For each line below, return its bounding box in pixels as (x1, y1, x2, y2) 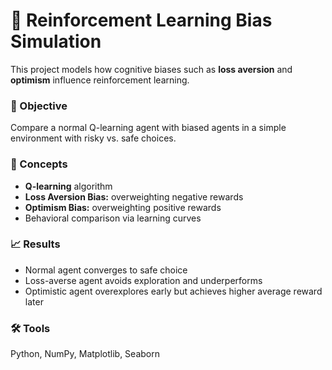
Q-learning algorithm (24, 180, 113, 192)
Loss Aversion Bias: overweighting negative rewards (24, 190, 244, 203)
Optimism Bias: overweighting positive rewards (24, 201, 222, 213)
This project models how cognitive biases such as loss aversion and (10, 63, 293, 75)
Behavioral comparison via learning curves (24, 212, 202, 224)
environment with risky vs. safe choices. (10, 132, 177, 144)
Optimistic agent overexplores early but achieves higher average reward (24, 285, 323, 297)
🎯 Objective (10, 99, 68, 113)
